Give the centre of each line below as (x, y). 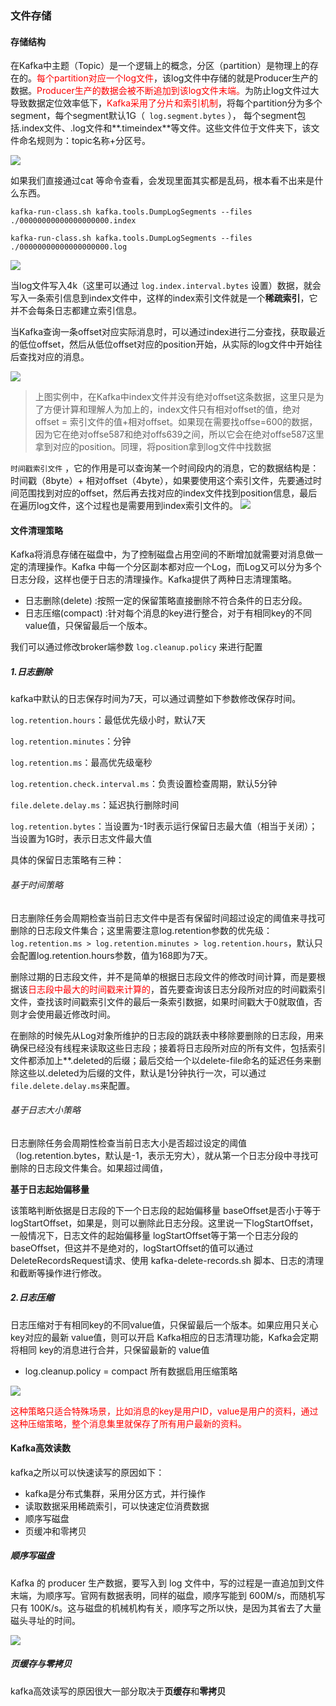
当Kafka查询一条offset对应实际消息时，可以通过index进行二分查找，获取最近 (168, 332)
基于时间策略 (36, 884)
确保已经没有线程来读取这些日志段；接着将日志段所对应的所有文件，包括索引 (168, 1048)
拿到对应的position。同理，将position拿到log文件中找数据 (153, 447)
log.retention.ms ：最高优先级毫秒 (81, 763)
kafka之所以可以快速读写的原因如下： (87, 1472)
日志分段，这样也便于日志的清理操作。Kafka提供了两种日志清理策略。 (153, 579)
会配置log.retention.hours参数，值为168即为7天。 (111, 955)
